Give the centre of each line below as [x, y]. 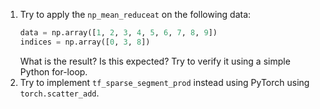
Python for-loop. [53, 71]
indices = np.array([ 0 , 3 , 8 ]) [85, 42]
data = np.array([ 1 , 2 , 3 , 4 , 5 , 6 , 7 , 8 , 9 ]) [118, 33]
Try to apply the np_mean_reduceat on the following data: [135, 14]
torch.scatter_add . [59, 93]
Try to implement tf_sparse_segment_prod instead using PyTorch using [164, 82]
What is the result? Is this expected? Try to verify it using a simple [155, 61]
